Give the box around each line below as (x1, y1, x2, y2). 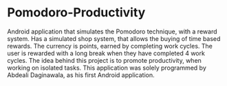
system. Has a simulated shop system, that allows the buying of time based (7, 34, 221, 42)
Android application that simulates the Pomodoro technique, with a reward (7, 27, 217, 35)
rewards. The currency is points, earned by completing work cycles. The (7, 42, 213, 50)
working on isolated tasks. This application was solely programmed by (7, 63, 206, 72)
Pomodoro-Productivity (7, 5, 146, 20)
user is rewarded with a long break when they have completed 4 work (7, 49, 205, 57)
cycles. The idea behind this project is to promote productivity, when (7, 56, 202, 64)
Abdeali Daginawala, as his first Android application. (7, 70, 155, 79)
